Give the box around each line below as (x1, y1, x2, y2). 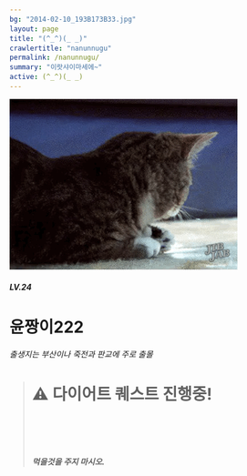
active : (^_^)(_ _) (9, 73, 84, 82)
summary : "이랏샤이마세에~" (9, 63, 103, 72)
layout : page (9, 24, 59, 34)
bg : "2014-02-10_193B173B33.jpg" (9, 15, 137, 24)
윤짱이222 (9, 317, 85, 337)
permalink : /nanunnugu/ (9, 53, 100, 63)
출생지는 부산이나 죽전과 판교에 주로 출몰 (9, 349, 153, 360)
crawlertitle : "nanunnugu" (9, 44, 112, 53)
